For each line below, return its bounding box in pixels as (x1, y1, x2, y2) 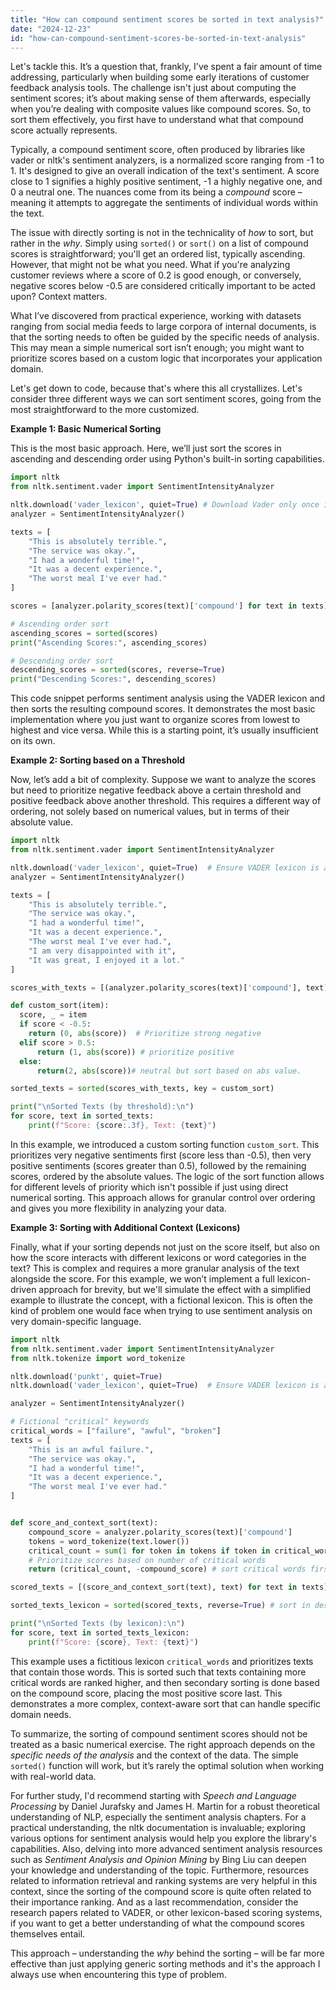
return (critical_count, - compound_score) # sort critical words (28, 1564, 307, 1575)
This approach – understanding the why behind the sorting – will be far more (10, 1947, 325, 1959)
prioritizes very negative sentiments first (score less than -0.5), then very (10, 1149, 312, 1161)
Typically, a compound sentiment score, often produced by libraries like (10, 144, 306, 156)
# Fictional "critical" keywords (10, 1417, 150, 1427)
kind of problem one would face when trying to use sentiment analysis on (10, 1304, 313, 1316)
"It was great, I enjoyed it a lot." (28, 955, 186, 965)
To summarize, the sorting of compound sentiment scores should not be (10, 1727, 308, 1740)
